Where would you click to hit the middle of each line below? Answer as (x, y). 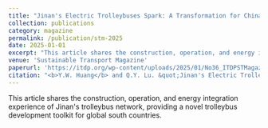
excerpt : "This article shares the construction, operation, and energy (132, 53)
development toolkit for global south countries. (85, 115)
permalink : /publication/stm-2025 (66, 38)
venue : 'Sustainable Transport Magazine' (78, 61)
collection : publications (51, 23)
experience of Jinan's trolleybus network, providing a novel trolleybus (123, 106)
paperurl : (25, 68)
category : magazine (41, 30)
